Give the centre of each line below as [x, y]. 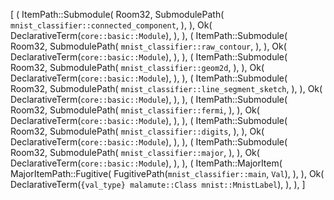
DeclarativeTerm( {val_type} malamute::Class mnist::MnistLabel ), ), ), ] [158, 184]
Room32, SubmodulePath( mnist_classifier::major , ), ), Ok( [135, 152]
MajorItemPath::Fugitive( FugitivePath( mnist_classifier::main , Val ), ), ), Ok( [167, 173]
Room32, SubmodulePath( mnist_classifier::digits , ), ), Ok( [137, 131]
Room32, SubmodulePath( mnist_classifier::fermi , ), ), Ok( [135, 110]
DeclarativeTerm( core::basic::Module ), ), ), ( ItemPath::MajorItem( [146, 163]
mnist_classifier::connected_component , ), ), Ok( [111, 25]
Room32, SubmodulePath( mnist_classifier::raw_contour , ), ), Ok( [148, 46]
